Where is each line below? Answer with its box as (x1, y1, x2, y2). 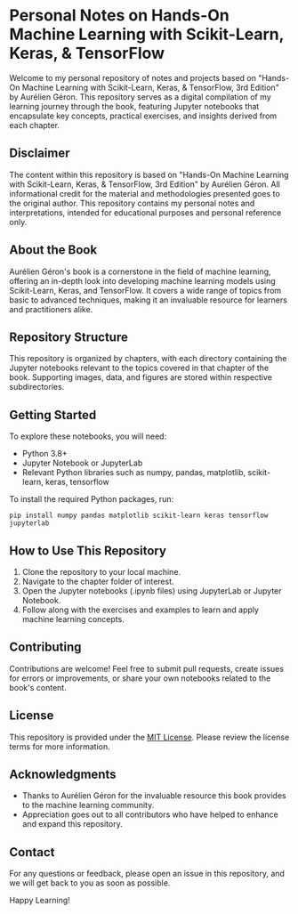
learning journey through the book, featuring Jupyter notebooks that (9, 101, 260, 111)
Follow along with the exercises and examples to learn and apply (21, 604, 260, 615)
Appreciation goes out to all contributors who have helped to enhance (21, 809, 278, 820)
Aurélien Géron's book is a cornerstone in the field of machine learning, (9, 266, 271, 277)
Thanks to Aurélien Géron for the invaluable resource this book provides (21, 790, 286, 801)
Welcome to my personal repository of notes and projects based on (9, 72, 256, 83)
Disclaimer (9, 146, 70, 161)
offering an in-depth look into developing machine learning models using (9, 275, 276, 286)
